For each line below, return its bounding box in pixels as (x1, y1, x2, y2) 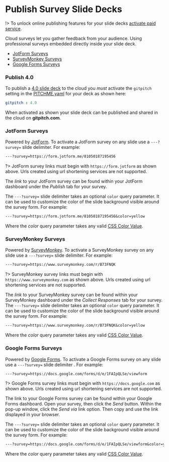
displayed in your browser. (5, 412, 60, 418)
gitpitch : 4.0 (5, 100, 37, 105)
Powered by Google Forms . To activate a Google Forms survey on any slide (5, 356, 161, 362)
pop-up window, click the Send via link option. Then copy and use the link (5, 406, 158, 412)
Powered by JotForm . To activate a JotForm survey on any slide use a (5, 139, 150, 145)
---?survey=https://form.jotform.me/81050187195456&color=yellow (5, 214, 145, 219)
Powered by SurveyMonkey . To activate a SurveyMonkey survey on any (5, 247, 154, 253)
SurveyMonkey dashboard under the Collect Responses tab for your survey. (5, 297, 162, 303)
